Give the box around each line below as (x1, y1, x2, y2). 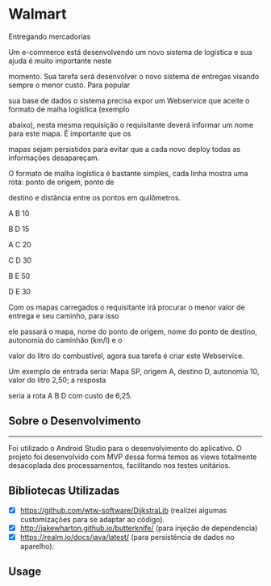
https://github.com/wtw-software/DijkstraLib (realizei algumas (19, 505, 227, 515)
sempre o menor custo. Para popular (8, 80, 131, 90)
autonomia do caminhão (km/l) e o (8, 335, 123, 344)
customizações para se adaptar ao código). (19, 514, 165, 524)
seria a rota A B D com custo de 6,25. (8, 390, 133, 400)
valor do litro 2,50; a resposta (8, 375, 106, 385)
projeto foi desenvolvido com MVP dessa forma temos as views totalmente (8, 452, 257, 462)
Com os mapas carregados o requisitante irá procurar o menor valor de (8, 302, 245, 312)
